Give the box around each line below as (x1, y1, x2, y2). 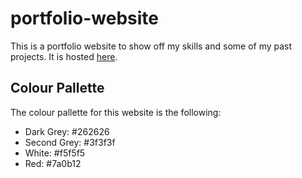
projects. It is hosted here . (10, 50, 118, 62)
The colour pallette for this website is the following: (10, 106, 222, 118)
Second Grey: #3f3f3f (24, 136, 116, 148)
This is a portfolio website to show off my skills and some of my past (10, 40, 293, 52)
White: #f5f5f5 (24, 147, 86, 159)
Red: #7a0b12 (24, 157, 82, 169)
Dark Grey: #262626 (24, 125, 110, 137)
